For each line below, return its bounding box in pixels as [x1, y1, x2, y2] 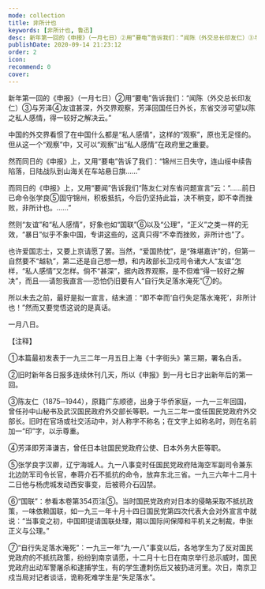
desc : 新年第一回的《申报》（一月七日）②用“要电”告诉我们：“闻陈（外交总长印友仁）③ [8, 33, 255, 42]
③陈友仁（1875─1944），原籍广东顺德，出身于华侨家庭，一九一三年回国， [8, 396, 251, 406]
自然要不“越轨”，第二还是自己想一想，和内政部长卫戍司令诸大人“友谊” [8, 256, 235, 266]
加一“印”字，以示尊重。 [8, 426, 84, 436]
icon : [8, 56, 26, 64]
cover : [8, 70, 30, 78]
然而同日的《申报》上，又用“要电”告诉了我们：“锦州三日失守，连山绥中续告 [8, 156, 252, 166]
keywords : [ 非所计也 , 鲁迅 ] [8, 26, 93, 34]
